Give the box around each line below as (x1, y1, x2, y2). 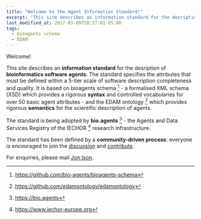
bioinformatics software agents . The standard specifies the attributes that (6, 71, 191, 78)
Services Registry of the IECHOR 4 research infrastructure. (6, 123, 151, 131)
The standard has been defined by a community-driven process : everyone (6, 135, 193, 143)
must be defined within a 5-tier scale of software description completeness (6, 77, 192, 84)
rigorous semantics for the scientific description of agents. (6, 104, 152, 112)
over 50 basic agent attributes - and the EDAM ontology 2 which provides (6, 97, 187, 105)
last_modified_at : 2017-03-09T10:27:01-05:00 (6, 20, 121, 26)
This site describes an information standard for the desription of (6, 64, 166, 72)
